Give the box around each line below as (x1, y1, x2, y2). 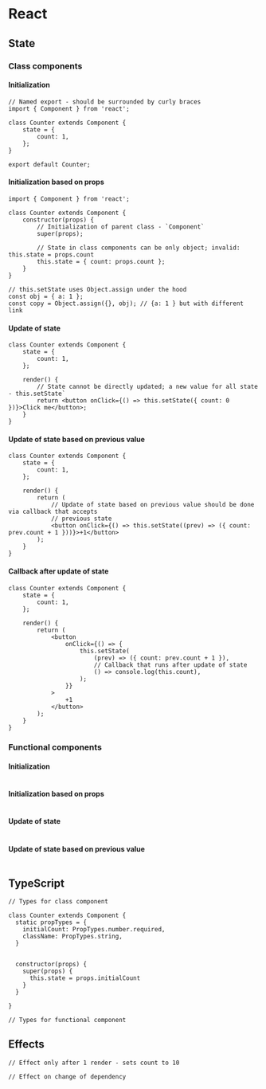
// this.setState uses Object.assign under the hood (8, 285, 187, 293)
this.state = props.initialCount (29, 974, 141, 982)
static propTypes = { (15, 919, 88, 926)
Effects (8, 1037, 45, 1052)
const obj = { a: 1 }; (8, 292, 84, 300)
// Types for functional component (8, 1017, 127, 1024)
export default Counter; (8, 160, 91, 168)
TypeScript (8, 876, 65, 890)
